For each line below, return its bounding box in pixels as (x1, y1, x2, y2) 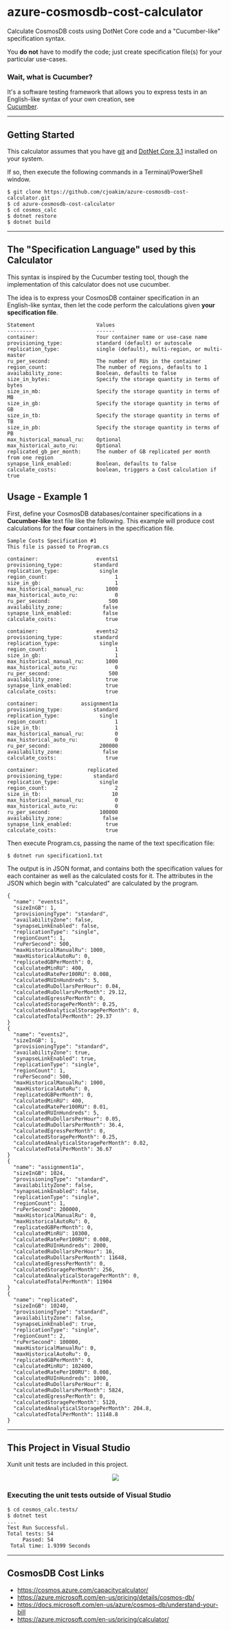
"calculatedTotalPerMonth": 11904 (13, 1278, 112, 1285)
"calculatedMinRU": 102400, (13, 1363, 94, 1369)
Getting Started (7, 129, 75, 141)
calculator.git (7, 194, 51, 202)
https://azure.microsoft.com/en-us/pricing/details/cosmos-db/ (16, 1593, 195, 1601)
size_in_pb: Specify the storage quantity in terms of (7, 424, 220, 431)
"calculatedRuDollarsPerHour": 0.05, (13, 1115, 122, 1122)
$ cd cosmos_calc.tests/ (7, 1506, 78, 1513)
